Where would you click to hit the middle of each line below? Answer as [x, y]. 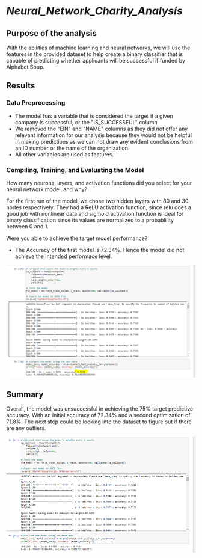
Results [21, 86]
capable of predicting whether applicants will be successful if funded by [96, 60]
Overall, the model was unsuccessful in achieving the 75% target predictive [100, 409]
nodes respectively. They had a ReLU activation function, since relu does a [99, 207]
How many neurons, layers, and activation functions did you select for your [99, 183]
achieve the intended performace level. [63, 256]
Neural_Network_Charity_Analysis [95, 11]
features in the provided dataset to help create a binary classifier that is [95, 54]
